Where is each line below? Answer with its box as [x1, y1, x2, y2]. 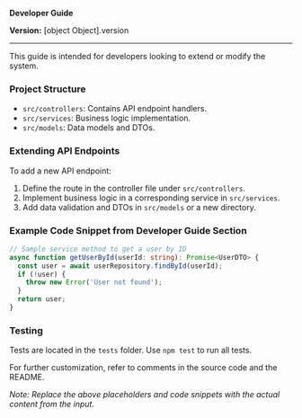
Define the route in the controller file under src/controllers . [22, 182, 245, 193]
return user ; [17, 295, 67, 304]
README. [9, 372, 45, 383]
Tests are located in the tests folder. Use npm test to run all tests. [9, 345, 253, 356]
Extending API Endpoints [9, 145, 120, 157]
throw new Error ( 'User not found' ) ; [25, 278, 164, 287]
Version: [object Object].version [9, 25, 129, 35]
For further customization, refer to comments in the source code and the [9, 362, 278, 373]
